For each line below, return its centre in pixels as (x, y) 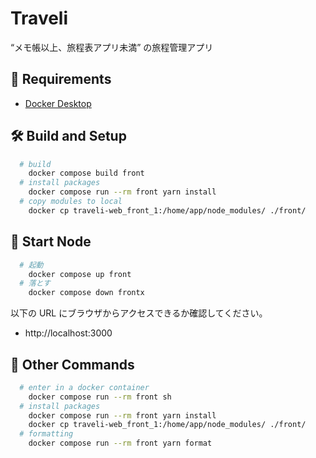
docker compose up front (80, 274)
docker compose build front (86, 173)
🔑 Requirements (61, 79)
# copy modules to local (71, 202)
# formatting (46, 434)
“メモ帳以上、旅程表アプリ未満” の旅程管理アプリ (112, 47)
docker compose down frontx (86, 293)
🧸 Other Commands (72, 364)
